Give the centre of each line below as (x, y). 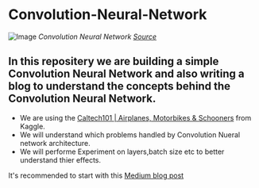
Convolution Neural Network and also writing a (126, 74)
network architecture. (55, 143)
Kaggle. (32, 126)
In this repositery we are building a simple (114, 61)
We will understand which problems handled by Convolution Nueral (130, 134)
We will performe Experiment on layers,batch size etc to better (122, 152)
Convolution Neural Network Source (98, 36)
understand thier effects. (60, 159)
